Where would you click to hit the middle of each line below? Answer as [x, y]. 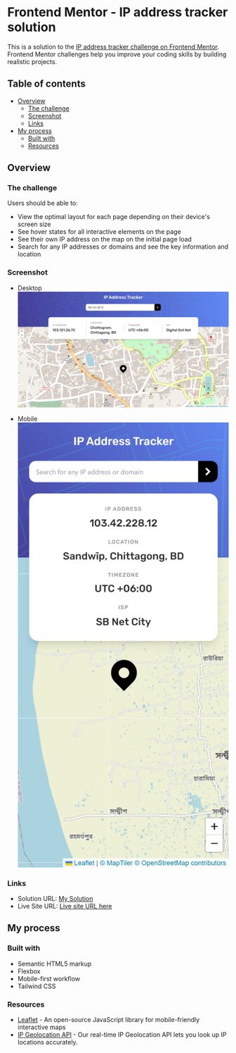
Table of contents [46, 84]
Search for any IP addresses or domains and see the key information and [123, 247]
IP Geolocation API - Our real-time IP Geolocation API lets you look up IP [122, 1034]
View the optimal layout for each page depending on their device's [114, 217]
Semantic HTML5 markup [54, 964]
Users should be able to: [43, 203]
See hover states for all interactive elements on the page [99, 232]
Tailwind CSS [37, 986]
